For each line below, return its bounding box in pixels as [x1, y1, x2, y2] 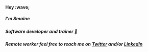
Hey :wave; [5, 4, 30, 10]
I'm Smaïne [5, 16, 30, 22]
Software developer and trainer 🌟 [5, 28, 78, 34]
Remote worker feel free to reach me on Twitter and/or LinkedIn [5, 41, 143, 47]
